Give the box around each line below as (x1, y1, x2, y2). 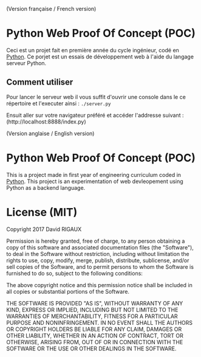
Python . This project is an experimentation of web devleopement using (6, 178, 183, 185)
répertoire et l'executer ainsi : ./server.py (6, 100, 111, 107)
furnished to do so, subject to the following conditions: (6, 269, 143, 277)
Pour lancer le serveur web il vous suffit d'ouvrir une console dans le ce (6, 93, 186, 100)
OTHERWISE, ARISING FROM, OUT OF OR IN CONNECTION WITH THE (6, 338, 183, 345)
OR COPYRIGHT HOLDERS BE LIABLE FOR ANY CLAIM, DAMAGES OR (6, 325, 182, 333)
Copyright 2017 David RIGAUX (6, 225, 82, 233)
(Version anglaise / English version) (6, 130, 95, 137)
